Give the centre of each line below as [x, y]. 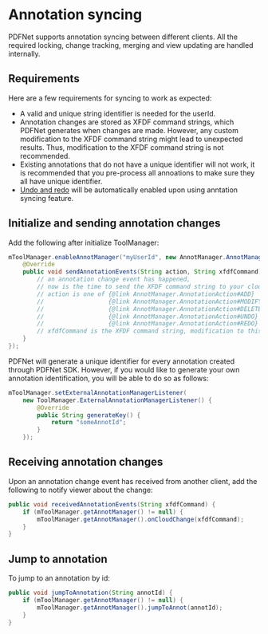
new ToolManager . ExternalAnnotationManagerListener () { [118, 400]
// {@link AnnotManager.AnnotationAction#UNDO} [148, 317]
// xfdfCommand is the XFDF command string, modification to [141, 331]
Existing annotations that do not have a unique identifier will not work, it [137, 164]
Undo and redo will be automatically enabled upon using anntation [128, 190]
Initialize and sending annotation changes [114, 224]
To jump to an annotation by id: [59, 578]
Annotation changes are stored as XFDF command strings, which [127, 122]
